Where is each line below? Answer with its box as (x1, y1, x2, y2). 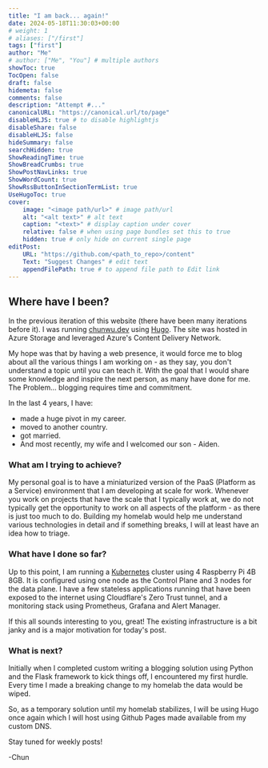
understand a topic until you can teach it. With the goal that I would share (8, 366, 250, 375)
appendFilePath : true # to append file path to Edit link (22, 265, 220, 273)
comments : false (8, 94, 62, 102)
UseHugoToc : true (8, 190, 66, 199)
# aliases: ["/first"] (8, 34, 84, 42)
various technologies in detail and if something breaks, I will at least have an (8, 520, 259, 530)
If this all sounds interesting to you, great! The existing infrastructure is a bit (8, 616, 258, 626)
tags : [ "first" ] (8, 42, 62, 50)
